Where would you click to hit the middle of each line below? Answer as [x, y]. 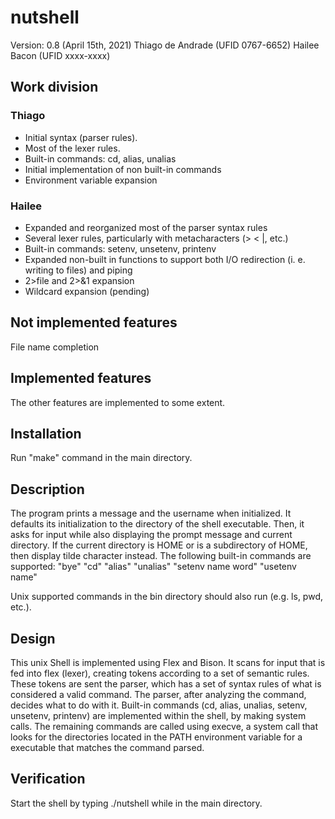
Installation [46, 433]
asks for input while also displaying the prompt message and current [151, 535]
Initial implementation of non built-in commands [123, 169]
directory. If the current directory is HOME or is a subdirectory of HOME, [159, 545]
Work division [54, 87]
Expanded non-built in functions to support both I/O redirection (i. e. [165, 259]
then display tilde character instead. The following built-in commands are [161, 556]
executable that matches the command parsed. [107, 747]
